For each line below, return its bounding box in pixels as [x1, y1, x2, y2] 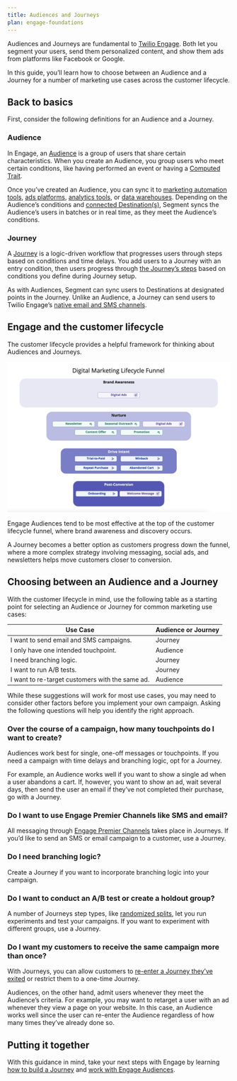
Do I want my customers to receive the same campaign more [7, 942, 219, 952]
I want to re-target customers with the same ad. [10, 675, 150, 684]
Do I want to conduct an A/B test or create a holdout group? [7, 893, 215, 903]
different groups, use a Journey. [7, 924, 101, 933]
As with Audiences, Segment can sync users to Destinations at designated [7, 285, 224, 294]
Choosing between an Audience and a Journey [7, 576, 219, 588]
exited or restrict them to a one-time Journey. [7, 975, 140, 983]
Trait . [7, 171, 23, 180]
